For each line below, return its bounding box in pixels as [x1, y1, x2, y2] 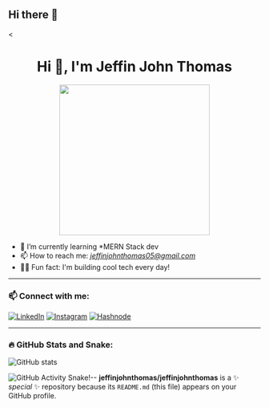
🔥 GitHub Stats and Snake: [8, 339, 114, 350]
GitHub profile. [8, 391, 57, 401]
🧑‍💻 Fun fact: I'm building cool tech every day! [19, 262, 171, 271]
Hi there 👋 [8, 8, 58, 22]
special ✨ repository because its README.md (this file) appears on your [8, 382, 237, 392]
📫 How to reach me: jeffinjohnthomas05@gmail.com [19, 251, 196, 260]
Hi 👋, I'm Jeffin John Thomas [36, 58, 233, 75]
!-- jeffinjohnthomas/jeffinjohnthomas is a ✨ [87, 373, 239, 382]
